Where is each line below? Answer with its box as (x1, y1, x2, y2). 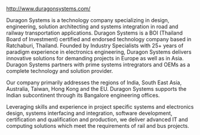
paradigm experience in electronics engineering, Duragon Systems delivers (6, 48, 192, 56)
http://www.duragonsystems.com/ (6, 5, 91, 12)
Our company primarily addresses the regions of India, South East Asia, (6, 79, 182, 86)
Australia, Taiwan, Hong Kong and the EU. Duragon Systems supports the (6, 85, 187, 92)
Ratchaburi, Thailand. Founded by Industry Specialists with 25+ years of (6, 42, 184, 49)
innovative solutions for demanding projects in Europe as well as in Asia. (6, 55, 184, 62)
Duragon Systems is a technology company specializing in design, (6, 17, 170, 23)
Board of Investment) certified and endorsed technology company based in (6, 36, 192, 42)
